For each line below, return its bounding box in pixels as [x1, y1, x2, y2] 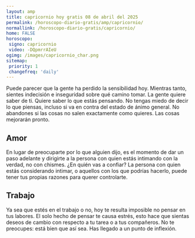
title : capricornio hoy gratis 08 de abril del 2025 [6, 14, 138, 20]
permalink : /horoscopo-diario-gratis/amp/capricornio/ [6, 19, 144, 25]
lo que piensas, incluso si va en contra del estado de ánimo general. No [6, 103, 180, 110]
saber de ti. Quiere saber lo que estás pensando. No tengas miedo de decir [6, 98, 189, 105]
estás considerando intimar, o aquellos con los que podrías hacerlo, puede [6, 167, 187, 175]
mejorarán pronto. [6, 116, 50, 123]
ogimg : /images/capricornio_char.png [6, 52, 99, 58]
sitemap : [6, 58, 28, 63]
